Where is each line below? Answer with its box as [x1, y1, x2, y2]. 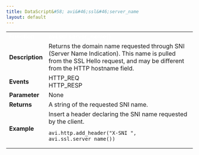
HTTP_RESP [48, 81, 83, 89]
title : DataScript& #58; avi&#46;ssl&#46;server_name [6, 8, 139, 15]
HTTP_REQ [48, 73, 80, 82]
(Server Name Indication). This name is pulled [48, 49, 176, 57]
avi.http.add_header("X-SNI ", [48, 130, 137, 136]
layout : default [6, 14, 46, 20]
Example [9, 124, 34, 133]
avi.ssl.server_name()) [48, 135, 115, 142]
